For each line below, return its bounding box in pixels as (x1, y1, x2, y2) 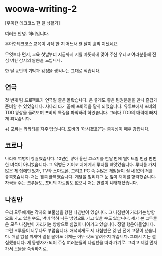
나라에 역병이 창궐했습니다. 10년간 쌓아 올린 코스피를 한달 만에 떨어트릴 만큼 (5, 155, 148, 161)
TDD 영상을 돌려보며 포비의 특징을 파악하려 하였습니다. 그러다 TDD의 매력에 (5, 109, 148, 115)
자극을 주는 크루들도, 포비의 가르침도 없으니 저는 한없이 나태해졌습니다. (5, 179, 138, 186)
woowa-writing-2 (5, 3, 77, 15)
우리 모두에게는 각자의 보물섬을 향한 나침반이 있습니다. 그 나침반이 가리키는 (5, 209, 146, 215)
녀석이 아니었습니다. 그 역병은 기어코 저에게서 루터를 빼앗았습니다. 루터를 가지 (10, 161, 157, 167)
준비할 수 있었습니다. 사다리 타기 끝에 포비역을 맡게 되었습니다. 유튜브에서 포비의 (5, 103, 157, 109)
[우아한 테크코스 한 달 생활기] (5, 20, 60, 26)
